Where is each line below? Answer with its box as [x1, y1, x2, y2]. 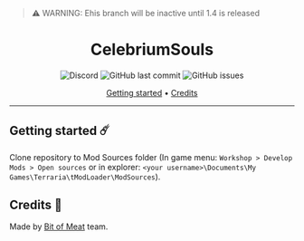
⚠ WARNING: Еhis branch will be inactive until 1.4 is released [31, 8, 261, 18]
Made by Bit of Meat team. [9, 221, 109, 232]
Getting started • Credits [106, 87, 198, 98]
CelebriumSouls [90, 40, 214, 60]
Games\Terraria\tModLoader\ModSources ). [9, 171, 161, 182]
